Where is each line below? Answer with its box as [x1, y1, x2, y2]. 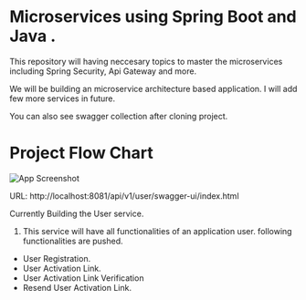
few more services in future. [9, 93, 116, 104]
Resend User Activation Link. [22, 282, 132, 293]
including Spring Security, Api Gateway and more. [9, 66, 197, 77]
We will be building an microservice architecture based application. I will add [9, 83, 298, 94]
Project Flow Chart [9, 143, 153, 163]
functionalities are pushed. [22, 235, 123, 246]
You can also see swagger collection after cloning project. [9, 110, 228, 121]
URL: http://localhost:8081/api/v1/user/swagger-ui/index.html [9, 190, 239, 202]
